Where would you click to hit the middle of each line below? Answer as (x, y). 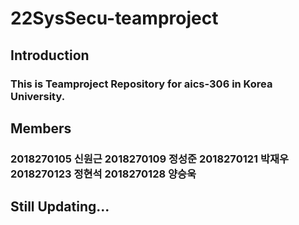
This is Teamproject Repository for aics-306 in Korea (141, 84)
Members (41, 128)
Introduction (50, 55)
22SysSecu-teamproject (114, 18)
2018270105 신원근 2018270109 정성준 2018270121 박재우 (150, 159)
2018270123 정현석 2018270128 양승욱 (103, 174)
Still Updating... (60, 207)
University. (38, 96)
